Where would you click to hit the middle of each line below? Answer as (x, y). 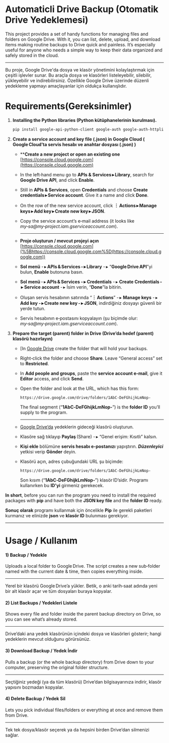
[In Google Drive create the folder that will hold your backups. (84, 348)
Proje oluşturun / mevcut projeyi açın (59, 241)
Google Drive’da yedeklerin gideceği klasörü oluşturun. (77, 427)
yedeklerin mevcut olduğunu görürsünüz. (48, 639)
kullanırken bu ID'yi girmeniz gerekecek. (62, 485)
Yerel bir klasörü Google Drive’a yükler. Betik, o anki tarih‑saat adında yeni (81, 586)
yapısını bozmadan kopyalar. (35, 687)
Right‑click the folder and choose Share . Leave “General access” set (91, 358)
